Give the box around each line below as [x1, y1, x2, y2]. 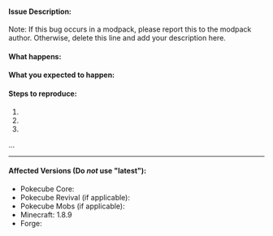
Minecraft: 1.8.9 [19, 209, 73, 219]
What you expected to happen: [8, 70, 115, 80]
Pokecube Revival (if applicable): [19, 192, 130, 202]
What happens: [8, 51, 62, 61]
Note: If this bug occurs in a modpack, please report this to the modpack [8, 24, 252, 34]
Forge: [19, 218, 42, 228]
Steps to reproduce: [8, 88, 77, 98]
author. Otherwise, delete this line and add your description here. [8, 33, 226, 43]
